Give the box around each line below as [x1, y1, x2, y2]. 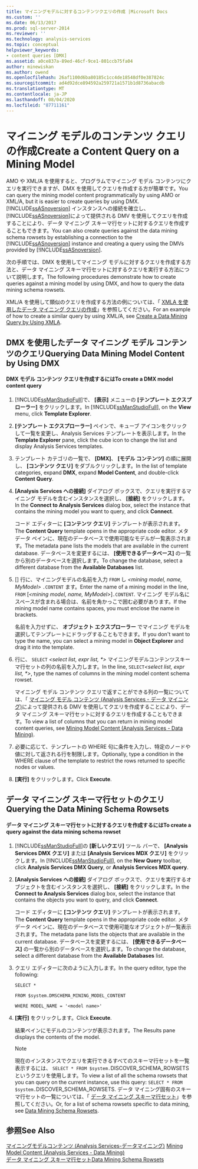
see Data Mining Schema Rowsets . [14, 1107, 99, 1114]
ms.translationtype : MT [6, 86, 65, 92]
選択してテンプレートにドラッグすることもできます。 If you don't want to [14, 631, 190, 638]
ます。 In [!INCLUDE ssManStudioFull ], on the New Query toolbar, [25, 856, 182, 864]
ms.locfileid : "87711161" [6, 102, 70, 108]
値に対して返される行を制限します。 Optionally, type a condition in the [14, 751, 184, 758]
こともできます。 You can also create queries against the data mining [11, 227, 178, 234]
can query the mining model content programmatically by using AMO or [6, 192, 180, 199]
